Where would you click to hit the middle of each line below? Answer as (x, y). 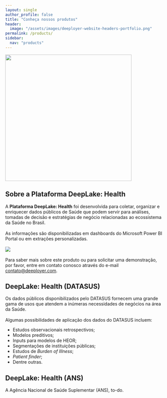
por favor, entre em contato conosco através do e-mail (62, 265)
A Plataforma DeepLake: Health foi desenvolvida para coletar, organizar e (82, 206)
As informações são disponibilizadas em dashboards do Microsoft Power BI (84, 233)
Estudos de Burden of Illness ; (43, 351)
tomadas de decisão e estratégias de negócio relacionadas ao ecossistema (83, 217)
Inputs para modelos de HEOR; (45, 341)
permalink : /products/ (29, 33)
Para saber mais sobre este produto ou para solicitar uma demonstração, (81, 260)
